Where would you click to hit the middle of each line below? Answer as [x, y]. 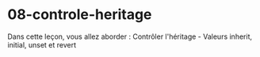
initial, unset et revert [42, 44]
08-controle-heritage [80, 15]
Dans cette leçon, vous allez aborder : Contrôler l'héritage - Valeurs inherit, [130, 36]
